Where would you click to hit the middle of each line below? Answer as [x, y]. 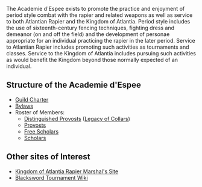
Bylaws [24, 106]
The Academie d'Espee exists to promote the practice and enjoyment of [96, 9]
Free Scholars [41, 131]
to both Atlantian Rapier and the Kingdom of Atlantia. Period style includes [98, 21]
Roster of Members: [40, 112]
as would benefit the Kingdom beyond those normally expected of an [92, 60]
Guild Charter [32, 99]
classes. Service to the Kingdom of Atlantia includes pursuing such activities [101, 53]
